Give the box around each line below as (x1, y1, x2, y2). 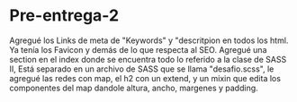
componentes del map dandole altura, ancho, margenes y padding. (9, 82, 258, 93)
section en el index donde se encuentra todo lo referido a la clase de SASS (9, 54, 287, 64)
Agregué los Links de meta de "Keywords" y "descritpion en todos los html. (9, 35, 289, 46)
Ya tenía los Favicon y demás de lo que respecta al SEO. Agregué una (9, 44, 267, 55)
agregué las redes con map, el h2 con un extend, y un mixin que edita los (9, 72, 282, 83)
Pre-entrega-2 (9, 5, 120, 26)
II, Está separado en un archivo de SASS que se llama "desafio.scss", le (9, 64, 274, 74)
